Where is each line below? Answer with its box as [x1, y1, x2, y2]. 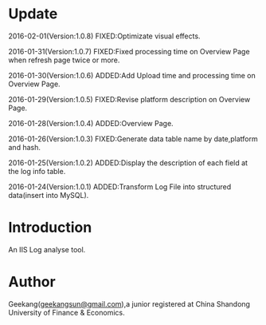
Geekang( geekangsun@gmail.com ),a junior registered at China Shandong [8, 299, 251, 308]
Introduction [8, 219, 92, 236]
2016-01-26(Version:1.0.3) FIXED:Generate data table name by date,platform [8, 133, 259, 144]
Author [8, 273, 56, 291]
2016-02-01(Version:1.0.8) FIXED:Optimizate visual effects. [8, 31, 201, 41]
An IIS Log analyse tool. [8, 244, 86, 254]
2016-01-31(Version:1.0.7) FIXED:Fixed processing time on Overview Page [8, 46, 250, 56]
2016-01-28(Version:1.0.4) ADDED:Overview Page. [8, 118, 174, 128]
